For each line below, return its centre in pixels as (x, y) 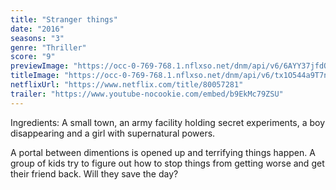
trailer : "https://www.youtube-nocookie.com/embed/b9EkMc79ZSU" (147, 94)
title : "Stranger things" (64, 19)
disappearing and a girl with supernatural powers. (113, 133)
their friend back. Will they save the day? (94, 173)
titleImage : (35, 76)
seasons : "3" (37, 38)
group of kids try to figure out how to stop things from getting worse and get (167, 163)
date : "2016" (37, 29)
